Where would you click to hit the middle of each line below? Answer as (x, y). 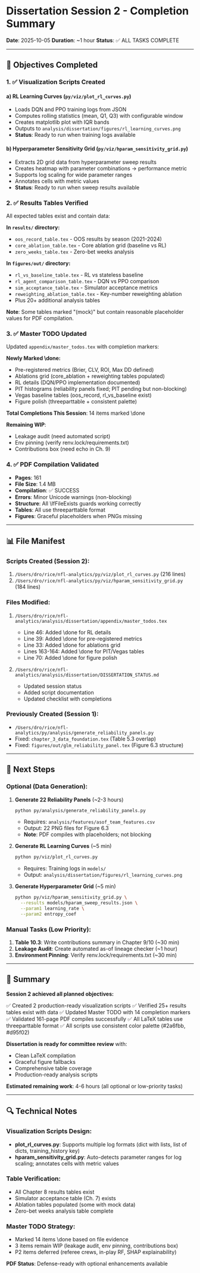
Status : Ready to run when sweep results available (77, 187)
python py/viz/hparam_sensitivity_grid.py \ (71, 898)
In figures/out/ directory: (38, 263)
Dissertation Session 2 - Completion (98, 11)
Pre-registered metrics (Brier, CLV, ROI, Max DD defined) (84, 370)
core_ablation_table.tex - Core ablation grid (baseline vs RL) (90, 245)
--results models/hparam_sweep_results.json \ (79, 903)
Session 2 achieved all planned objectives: (60, 994)
